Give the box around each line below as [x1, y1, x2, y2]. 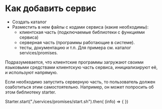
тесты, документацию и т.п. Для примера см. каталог [19, 45, 131, 50]
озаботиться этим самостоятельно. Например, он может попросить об [5, 84, 154, 90]
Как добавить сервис [5, 3, 96, 14]
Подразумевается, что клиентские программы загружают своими [5, 59, 144, 65]
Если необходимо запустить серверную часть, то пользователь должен [5, 78, 156, 85]
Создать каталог [12, 19, 47, 25]
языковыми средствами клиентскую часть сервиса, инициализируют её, [5, 64, 158, 70]
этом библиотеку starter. [5, 89, 56, 95]
